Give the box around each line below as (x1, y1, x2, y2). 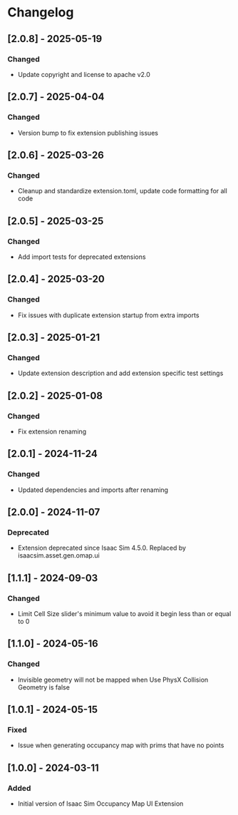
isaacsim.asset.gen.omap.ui (17, 551, 100, 560)
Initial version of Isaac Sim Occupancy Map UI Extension (17, 799, 184, 808)
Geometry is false (17, 682, 70, 692)
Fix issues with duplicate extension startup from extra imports (17, 311, 200, 319)
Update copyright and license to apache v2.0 (17, 70, 151, 78)
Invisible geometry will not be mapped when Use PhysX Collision (17, 675, 209, 684)
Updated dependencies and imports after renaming (17, 486, 169, 494)
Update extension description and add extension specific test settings (17, 369, 224, 378)
